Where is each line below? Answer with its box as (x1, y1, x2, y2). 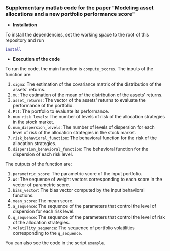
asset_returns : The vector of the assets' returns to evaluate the (12, 97, 146, 103)
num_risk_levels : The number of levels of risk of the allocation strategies (12, 114, 165, 120)
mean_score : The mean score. (12, 198, 74, 204)
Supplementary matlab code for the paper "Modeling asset (5, 4, 154, 11)
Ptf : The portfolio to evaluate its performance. (12, 108, 109, 114)
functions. (12, 192, 34, 199)
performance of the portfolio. (12, 103, 74, 109)
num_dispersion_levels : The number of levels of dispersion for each (12, 124, 155, 130)
